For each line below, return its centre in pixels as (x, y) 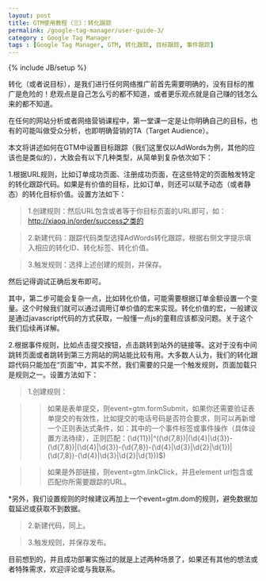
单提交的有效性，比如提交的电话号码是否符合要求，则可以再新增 (151, 418)
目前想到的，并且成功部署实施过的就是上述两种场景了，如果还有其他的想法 (129, 560)
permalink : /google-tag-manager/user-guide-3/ (86, 30)
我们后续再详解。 (36, 328)
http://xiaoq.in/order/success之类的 (85, 221)
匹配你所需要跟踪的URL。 (89, 482)
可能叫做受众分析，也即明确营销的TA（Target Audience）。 (118, 131)
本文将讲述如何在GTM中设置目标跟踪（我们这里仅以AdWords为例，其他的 (128, 148)
